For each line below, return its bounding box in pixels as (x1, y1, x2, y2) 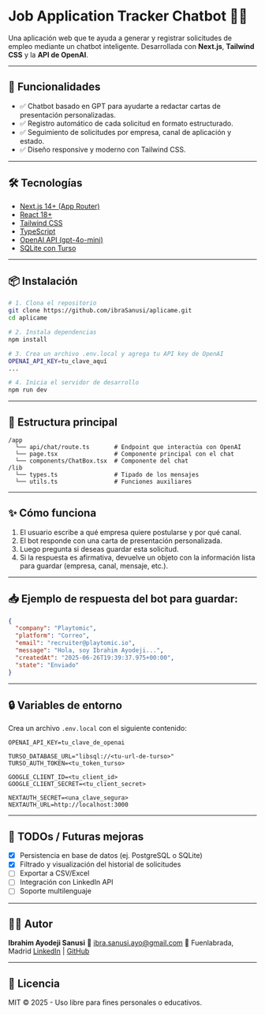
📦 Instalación (8, 274, 78, 287)
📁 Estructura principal (8, 415, 118, 429)
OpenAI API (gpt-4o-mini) (19, 234, 104, 244)
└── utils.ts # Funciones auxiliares (15, 478, 192, 485)
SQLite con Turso (19, 243, 77, 253)
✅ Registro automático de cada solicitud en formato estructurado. (19, 118, 234, 128)
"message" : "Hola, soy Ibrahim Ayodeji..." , (15, 646, 164, 654)
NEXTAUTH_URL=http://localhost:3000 (8, 801, 129, 809)
